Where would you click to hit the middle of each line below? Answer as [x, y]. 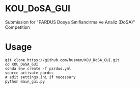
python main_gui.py [25, 81]
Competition [18, 27]
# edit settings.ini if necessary [41, 77]
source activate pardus [29, 73]
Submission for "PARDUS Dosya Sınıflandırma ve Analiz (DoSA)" [70, 22]
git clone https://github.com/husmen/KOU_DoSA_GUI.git [62, 60]
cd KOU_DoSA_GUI [22, 64]
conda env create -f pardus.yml [38, 68]
